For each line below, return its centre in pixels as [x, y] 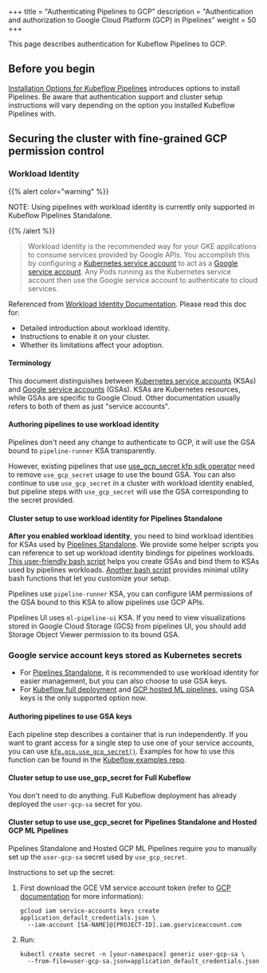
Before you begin [52, 69]
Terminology [30, 363]
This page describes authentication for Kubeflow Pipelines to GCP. [118, 44]
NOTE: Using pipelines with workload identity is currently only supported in [132, 207]
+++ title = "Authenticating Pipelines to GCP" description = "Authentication [131, 12]
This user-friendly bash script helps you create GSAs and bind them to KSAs [134, 561]
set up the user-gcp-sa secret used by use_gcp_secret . [98, 857]
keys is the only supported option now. [83, 698]
